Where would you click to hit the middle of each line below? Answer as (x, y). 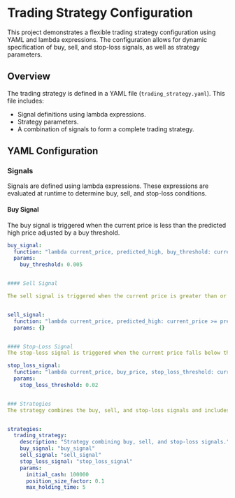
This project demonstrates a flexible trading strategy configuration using (112, 32)
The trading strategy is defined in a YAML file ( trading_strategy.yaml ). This (116, 93)
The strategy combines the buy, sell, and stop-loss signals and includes (119, 410)
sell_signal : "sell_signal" (60, 455)
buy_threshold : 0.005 (51, 265)
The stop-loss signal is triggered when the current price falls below (114, 353)
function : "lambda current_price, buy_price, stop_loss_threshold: (114, 372)
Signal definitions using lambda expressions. (81, 114)
